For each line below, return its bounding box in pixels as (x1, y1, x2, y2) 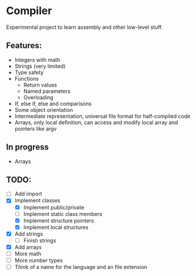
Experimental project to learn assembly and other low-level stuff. (6, 24, 163, 31)
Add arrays (14, 243, 42, 251)
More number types (14, 257, 63, 264)
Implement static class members (23, 210, 102, 217)
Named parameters (23, 87, 71, 95)
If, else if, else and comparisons (14, 100, 92, 107)
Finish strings (23, 237, 57, 244)
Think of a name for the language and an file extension (14, 264, 148, 271)
